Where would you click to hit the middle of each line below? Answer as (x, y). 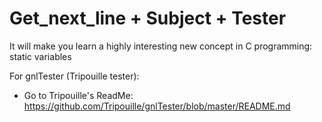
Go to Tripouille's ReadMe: (78, 95)
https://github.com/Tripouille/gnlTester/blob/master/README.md (157, 106)
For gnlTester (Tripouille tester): (74, 76)
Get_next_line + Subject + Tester (148, 18)
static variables (40, 56)
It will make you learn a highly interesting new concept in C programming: (161, 46)
